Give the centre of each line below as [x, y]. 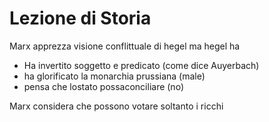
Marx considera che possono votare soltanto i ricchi [116, 106]
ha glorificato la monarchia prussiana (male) [114, 76]
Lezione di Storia [80, 18]
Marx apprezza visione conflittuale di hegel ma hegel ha [125, 46]
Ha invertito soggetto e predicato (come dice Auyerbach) [141, 65]
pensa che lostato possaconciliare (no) [103, 86]
